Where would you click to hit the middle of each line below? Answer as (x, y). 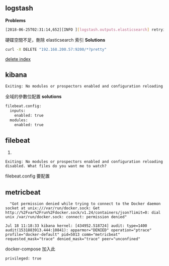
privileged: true (23, 258)
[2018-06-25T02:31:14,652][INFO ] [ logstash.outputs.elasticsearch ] (77, 30)
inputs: (18, 111)
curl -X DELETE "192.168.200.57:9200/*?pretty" (56, 49)
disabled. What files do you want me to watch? (56, 166)
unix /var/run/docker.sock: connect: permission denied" (66, 217)
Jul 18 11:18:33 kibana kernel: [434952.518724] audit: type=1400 (76, 226)
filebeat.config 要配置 (28, 176)
